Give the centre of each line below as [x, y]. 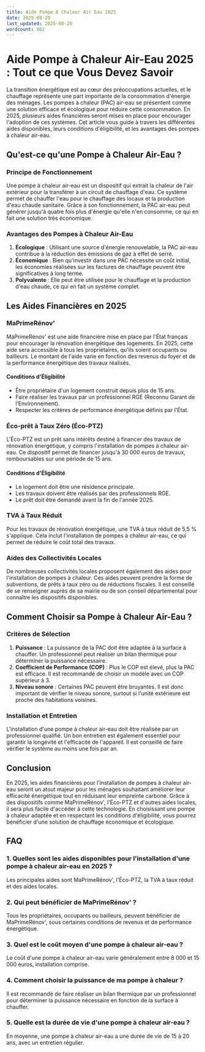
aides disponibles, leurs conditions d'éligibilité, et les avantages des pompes [103, 129]
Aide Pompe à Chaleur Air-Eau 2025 [100, 60]
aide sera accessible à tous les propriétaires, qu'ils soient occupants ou [97, 349]
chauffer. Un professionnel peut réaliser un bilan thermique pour [96, 654]
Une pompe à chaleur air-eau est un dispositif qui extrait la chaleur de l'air [100, 185]
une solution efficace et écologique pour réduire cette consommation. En [99, 109]
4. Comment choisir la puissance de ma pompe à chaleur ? [95, 980]
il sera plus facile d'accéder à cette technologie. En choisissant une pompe [101, 809]
